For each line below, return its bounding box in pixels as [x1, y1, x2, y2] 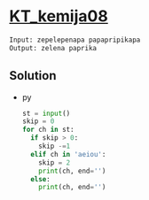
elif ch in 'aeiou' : [30, 150, 106, 158]
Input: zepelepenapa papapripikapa [9, 35, 141, 44]
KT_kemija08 [9, 6, 108, 27]
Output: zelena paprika [9, 43, 98, 52]
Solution [9, 68, 57, 83]
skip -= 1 [38, 142, 71, 150]
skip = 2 [38, 158, 71, 167]
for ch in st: [21, 126, 74, 135]
